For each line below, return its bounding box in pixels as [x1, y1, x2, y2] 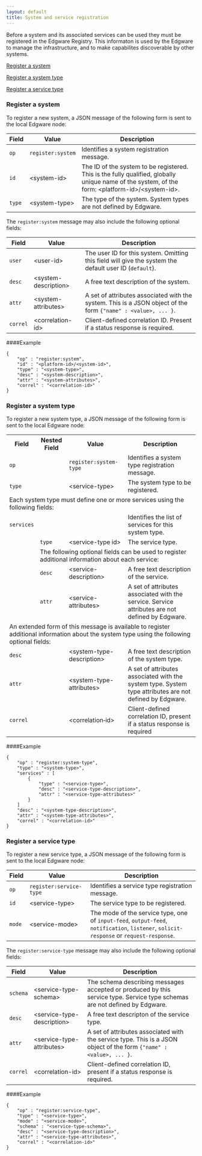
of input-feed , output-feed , [90, 916, 168, 925]
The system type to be [127, 478, 191, 487]
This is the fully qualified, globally [81, 170, 176, 178]
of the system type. [127, 655, 183, 663]
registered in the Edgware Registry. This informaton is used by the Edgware [6, 37, 194, 45]
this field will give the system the [85, 256, 177, 264]
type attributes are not [127, 688, 191, 696]
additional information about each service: [40, 555, 159, 564]
